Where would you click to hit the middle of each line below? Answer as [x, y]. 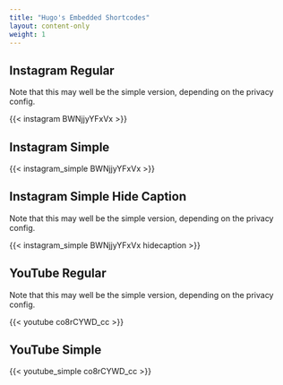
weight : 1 [28, 34]
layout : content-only [50, 26]
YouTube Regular [58, 274]
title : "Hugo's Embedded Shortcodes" [80, 17]
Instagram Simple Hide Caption [98, 197]
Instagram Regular [62, 70]
